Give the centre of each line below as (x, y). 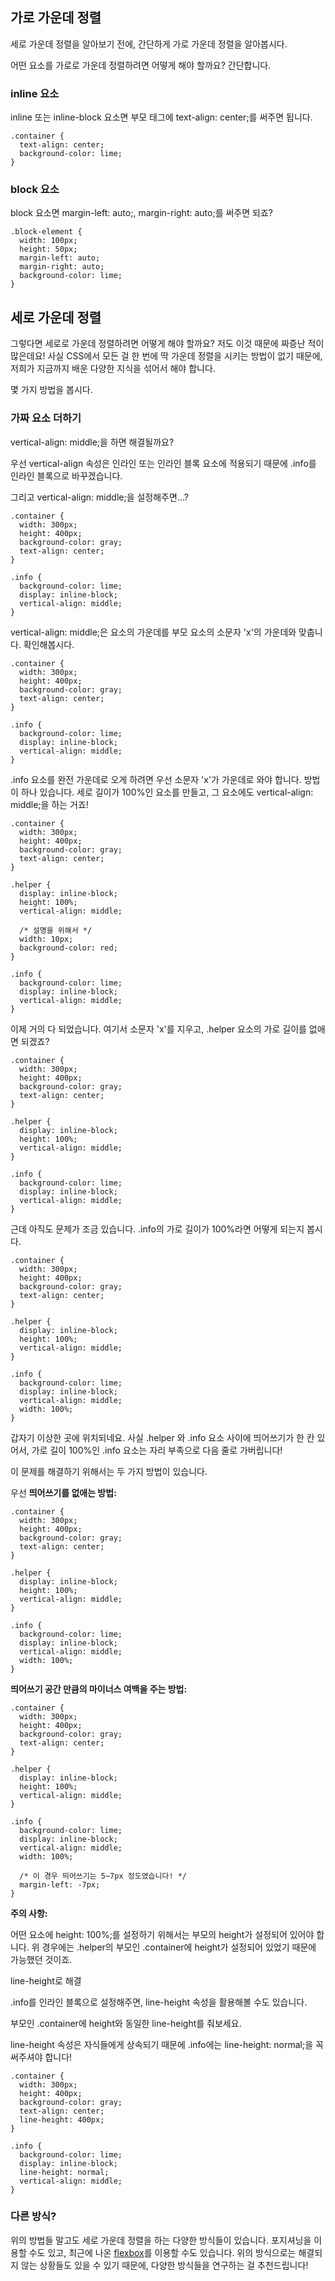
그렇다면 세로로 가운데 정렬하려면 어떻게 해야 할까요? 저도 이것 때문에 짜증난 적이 (167, 344)
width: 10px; (46, 939)
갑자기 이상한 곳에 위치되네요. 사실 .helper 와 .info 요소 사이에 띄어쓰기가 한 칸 (162, 1437)
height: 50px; (48, 249)
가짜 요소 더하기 (46, 418)
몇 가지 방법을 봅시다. (51, 390)
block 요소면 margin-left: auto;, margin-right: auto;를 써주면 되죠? (141, 213)
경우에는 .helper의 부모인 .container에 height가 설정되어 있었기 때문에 (179, 1947)
